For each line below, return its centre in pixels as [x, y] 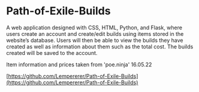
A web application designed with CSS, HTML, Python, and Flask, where [94, 27]
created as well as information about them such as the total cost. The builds [100, 47]
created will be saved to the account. [52, 53]
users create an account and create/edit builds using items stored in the [95, 33]
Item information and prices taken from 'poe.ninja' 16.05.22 [79, 65]
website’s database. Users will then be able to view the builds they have [95, 40]
